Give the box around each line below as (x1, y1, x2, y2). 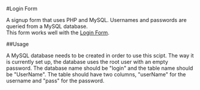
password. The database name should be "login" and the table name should (6, 65, 193, 72)
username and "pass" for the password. (6, 77, 104, 84)
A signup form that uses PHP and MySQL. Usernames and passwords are (6, 17, 187, 23)
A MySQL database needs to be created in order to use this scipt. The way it (6, 52, 194, 59)
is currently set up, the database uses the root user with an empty (6, 59, 168, 65)
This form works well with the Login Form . (6, 29, 110, 36)
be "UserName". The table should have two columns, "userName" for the (6, 71, 186, 78)
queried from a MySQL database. (6, 23, 88, 30)
